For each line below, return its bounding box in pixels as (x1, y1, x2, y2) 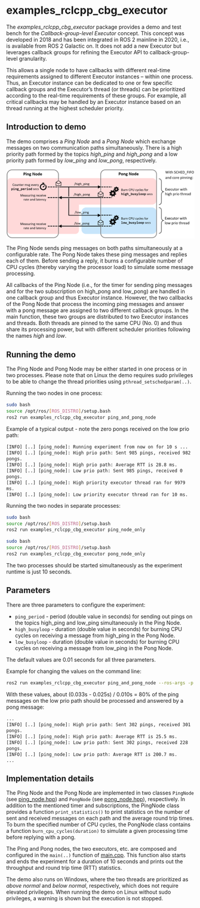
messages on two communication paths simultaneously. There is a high (6, 144, 182, 151)
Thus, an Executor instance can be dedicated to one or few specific (6, 79, 173, 87)
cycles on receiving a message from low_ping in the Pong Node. (14, 644, 173, 651)
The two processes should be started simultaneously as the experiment (6, 561, 183, 569)
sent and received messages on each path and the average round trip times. (6, 815, 194, 822)
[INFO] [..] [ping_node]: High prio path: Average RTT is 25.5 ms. (6, 733, 178, 740)
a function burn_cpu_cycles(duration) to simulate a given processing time (6, 827, 188, 835)
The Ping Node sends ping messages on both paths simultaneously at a (6, 245, 183, 252)
